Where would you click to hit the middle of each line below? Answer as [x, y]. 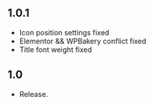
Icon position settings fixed [64, 32]
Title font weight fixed [56, 49]
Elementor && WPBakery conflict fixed [83, 41]
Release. [33, 94]
